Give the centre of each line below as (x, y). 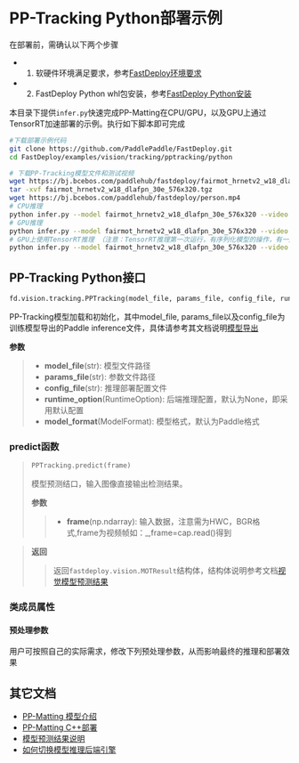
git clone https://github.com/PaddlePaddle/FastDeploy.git (121, 149)
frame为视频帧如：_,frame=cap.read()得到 (154, 533)
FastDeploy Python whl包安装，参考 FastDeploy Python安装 (143, 93)
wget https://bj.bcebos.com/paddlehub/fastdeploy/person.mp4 (125, 198)
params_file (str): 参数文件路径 (100, 377)
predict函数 (34, 446)
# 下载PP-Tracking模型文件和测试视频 (72, 173)
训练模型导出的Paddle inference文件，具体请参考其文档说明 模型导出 (134, 328)
